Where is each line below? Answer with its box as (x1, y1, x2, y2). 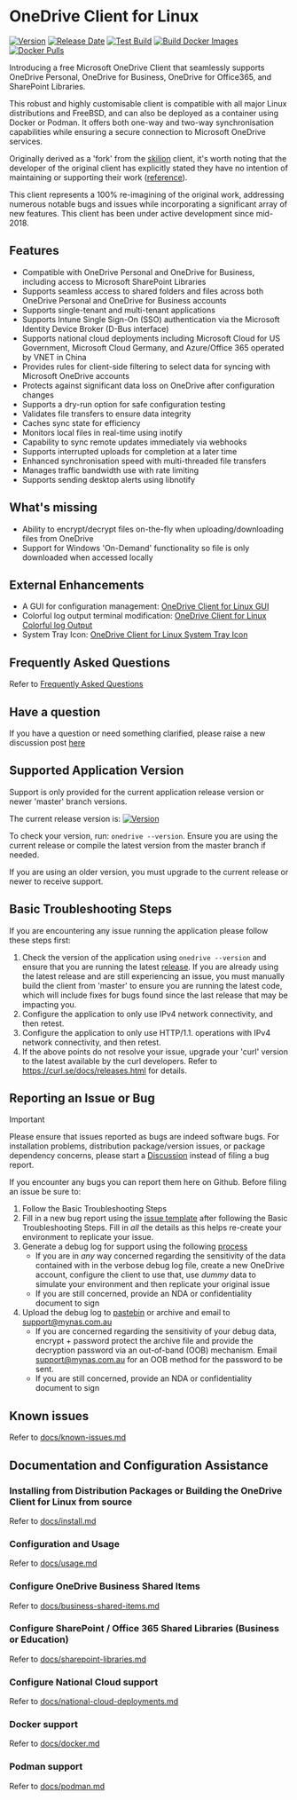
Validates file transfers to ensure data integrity (21, 408, 191, 419)
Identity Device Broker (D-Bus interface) (21, 323, 169, 334)
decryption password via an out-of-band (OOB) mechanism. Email (35, 1345, 277, 1355)
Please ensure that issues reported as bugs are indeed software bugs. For (9, 1132, 280, 1142)
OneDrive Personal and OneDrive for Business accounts (21, 295, 227, 305)
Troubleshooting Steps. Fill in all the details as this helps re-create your (21, 1222, 282, 1233)
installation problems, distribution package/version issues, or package (9, 1141, 266, 1151)
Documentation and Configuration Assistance (9, 1457, 269, 1472)
